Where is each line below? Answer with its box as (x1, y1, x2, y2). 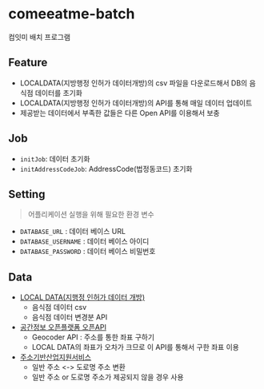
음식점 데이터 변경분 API (31, 312, 108, 322)
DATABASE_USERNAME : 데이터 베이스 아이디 (19, 236, 150, 246)
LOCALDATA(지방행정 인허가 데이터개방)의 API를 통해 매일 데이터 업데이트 (19, 97, 253, 108)
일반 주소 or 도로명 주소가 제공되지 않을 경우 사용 (31, 372, 184, 382)
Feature (8, 56, 48, 69)
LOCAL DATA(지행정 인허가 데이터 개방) (19, 292, 146, 302)
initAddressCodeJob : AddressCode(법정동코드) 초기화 (19, 164, 193, 173)
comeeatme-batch (8, 5, 135, 23)
